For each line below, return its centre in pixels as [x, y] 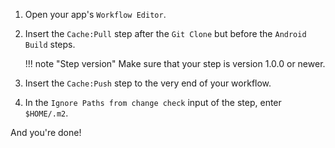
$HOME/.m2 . [46, 113]
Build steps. [50, 44]
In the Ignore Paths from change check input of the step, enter [153, 102]
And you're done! [46, 132]
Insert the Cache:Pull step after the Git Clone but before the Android [165, 33]
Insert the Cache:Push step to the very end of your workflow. [148, 83]
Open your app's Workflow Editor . [95, 14]
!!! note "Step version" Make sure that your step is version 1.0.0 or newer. [175, 63]
